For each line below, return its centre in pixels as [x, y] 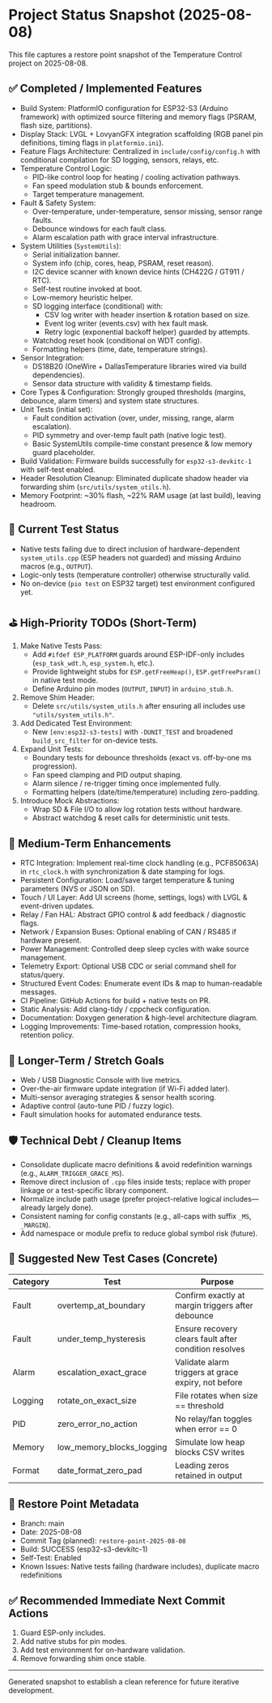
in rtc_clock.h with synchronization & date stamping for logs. [122, 871]
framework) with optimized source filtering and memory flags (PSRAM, [138, 117]
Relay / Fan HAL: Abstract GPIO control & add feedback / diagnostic [133, 915]
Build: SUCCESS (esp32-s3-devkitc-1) [84, 1549]
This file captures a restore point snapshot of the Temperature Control [125, 54]
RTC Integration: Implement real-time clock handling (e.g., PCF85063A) [139, 863]
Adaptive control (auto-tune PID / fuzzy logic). [97, 1106]
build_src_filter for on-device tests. [95, 741]
